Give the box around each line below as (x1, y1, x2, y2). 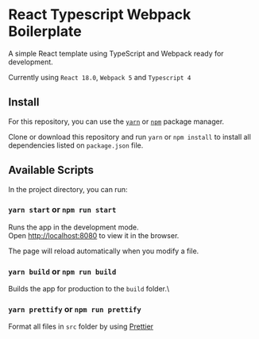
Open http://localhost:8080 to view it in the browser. (8, 230, 180, 240)
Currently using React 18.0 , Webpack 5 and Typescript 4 (8, 72, 191, 82)
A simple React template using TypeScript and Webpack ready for (8, 48, 224, 58)
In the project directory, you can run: (8, 184, 128, 194)
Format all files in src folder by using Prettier (8, 322, 153, 331)
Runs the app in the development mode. (8, 222, 139, 232)
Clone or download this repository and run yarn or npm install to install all (8, 132, 252, 141)
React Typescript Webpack (8, 6, 191, 24)
